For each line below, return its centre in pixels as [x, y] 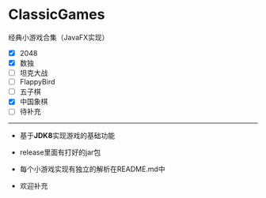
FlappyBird [37, 82]
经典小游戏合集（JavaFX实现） [59, 37]
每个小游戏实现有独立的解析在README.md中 [92, 169]
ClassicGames [57, 15]
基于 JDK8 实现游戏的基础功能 [67, 136]
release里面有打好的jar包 [60, 152]
